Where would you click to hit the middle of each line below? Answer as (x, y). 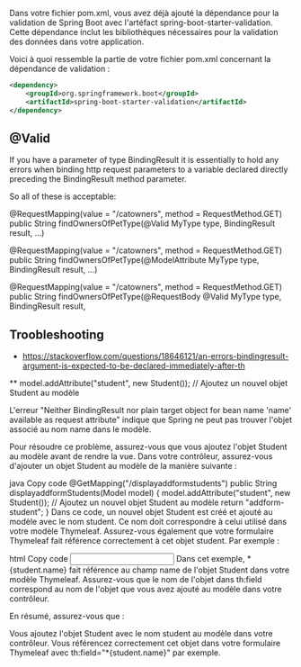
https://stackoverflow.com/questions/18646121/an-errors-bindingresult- (155, 356)
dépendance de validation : (60, 68)
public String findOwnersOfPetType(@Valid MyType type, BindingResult (142, 223)
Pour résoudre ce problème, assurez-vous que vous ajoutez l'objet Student (148, 447)
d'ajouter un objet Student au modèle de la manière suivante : (123, 466)
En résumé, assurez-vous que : (67, 617)
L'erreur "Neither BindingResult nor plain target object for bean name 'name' (150, 410)
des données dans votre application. (77, 41)
